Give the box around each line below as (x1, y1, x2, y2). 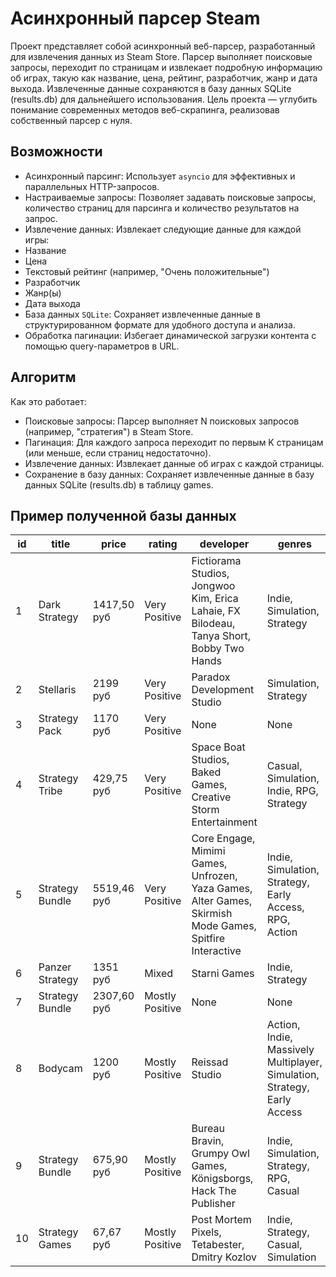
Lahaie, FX (191, 604, 242, 618)
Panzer (38, 960, 72, 974)
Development (191, 683, 255, 697)
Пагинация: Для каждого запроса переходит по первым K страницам (24, 436, 324, 448)
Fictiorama (191, 554, 242, 568)
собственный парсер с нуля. (10, 114, 133, 126)
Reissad (191, 1055, 229, 1069)
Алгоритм (10, 369, 77, 386)
